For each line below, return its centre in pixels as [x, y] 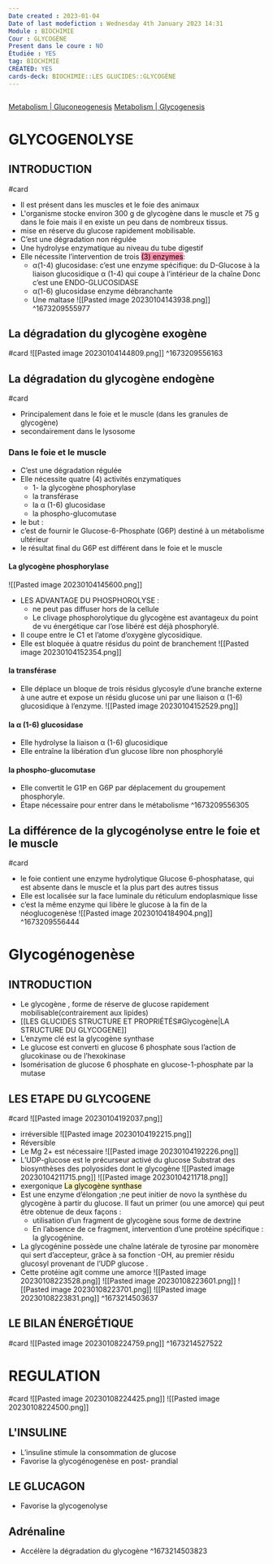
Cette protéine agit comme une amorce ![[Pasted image [113, 1272]
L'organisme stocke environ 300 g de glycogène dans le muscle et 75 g [140, 213]
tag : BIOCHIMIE [34, 62]
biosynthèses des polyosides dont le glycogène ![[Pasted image [128, 1168]
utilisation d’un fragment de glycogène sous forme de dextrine [136, 1220]
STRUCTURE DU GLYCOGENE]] [74, 1030]
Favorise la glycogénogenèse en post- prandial [99, 1461]
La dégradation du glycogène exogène [108, 334]
